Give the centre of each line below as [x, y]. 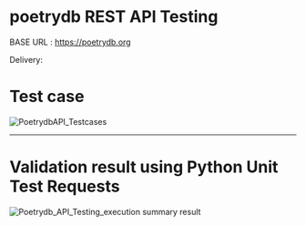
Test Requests [65, 186]
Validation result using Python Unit [144, 167]
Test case [47, 97]
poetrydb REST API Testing [114, 17]
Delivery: [26, 59]
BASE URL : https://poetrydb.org [70, 42]
